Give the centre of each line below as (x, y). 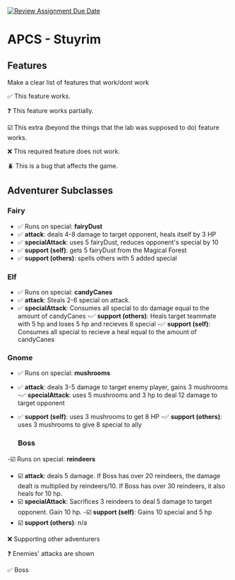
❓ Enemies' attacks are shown (51, 553)
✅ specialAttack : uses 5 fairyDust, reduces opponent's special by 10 (118, 242)
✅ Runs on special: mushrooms (64, 373)
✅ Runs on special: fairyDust (60, 226)
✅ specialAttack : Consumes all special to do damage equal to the (113, 308)
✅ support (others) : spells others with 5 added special (97, 258)
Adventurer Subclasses (60, 191)
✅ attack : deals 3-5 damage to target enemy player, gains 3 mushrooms (122, 387)
